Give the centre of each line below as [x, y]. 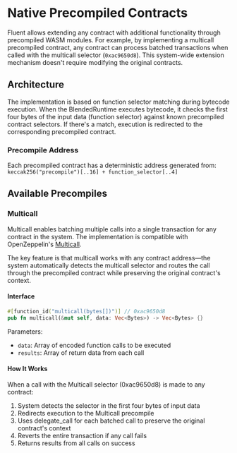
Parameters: [25, 331]
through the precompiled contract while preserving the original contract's [114, 272]
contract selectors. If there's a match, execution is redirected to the [105, 124]
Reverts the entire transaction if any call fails [82, 435]
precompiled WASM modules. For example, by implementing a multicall [111, 40]
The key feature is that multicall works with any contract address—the [109, 258]
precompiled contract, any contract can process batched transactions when [118, 47]
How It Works [28, 369]
